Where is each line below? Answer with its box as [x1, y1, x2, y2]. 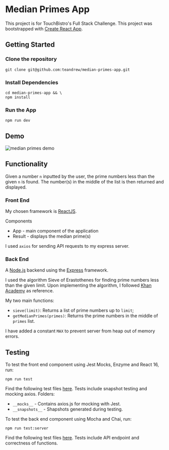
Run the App [5, 106, 36, 114]
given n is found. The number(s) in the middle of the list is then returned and [5, 178, 164, 184]
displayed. [5, 184, 27, 190]
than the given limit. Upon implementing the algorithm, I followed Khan [5, 282, 152, 288]
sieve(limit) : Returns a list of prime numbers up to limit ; [12, 308, 134, 314]
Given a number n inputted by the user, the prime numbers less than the [5, 173, 155, 179]
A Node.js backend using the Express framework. [5, 267, 109, 273]
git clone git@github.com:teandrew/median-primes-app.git [5, 67, 130, 72]
